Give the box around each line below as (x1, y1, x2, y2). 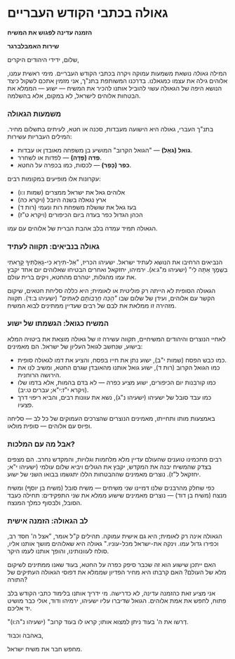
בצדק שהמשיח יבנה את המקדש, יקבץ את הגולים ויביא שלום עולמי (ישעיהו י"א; (7, 462, 212, 471)
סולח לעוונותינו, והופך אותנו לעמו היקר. (7, 547, 109, 556)
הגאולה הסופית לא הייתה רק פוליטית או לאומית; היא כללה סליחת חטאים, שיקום (7, 286, 216, 294)
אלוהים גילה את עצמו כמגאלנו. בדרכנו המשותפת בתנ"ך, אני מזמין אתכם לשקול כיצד (7, 76, 228, 85)
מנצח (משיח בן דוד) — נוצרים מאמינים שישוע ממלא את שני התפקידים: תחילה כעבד (7, 491, 227, 500)
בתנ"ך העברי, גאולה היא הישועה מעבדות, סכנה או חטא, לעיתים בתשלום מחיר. (7, 125, 214, 133)
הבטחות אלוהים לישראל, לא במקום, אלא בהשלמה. (7, 91, 141, 100)
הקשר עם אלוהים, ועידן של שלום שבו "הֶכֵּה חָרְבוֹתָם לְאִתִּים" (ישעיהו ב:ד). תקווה (7, 294, 215, 302)
